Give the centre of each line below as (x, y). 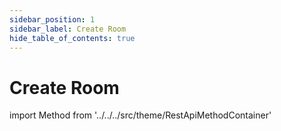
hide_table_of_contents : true (72, 38)
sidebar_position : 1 (52, 19)
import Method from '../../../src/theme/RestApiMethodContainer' (140, 115)
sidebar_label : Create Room (68, 29)
